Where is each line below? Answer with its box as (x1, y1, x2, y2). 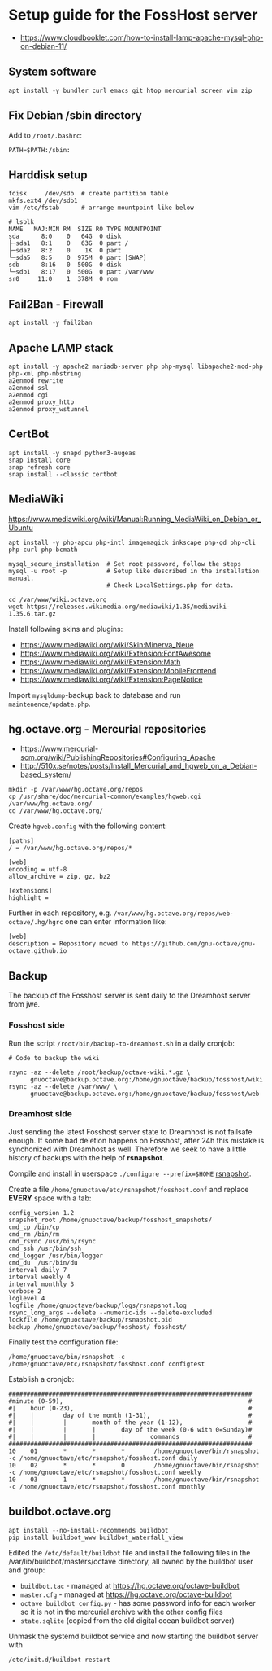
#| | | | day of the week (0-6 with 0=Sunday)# (8, 1425, 253, 1434)
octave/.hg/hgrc (8, 919, 63, 927)
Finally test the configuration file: (8, 1337, 119, 1347)
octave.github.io (8, 947, 67, 955)
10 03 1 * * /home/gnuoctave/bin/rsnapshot (8, 1476, 260, 1484)
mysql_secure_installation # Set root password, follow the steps (8, 559, 242, 568)
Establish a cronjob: (8, 1374, 75, 1384)
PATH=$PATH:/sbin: (8, 146, 71, 154)
